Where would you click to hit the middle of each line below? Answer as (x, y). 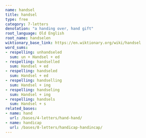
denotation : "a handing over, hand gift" (50, 29)
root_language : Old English (35, 33)
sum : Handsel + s (28, 104)
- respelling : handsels (30, 99)
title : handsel (21, 15)
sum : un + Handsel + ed (35, 57)
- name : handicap (23, 123)
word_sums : (17, 48)
